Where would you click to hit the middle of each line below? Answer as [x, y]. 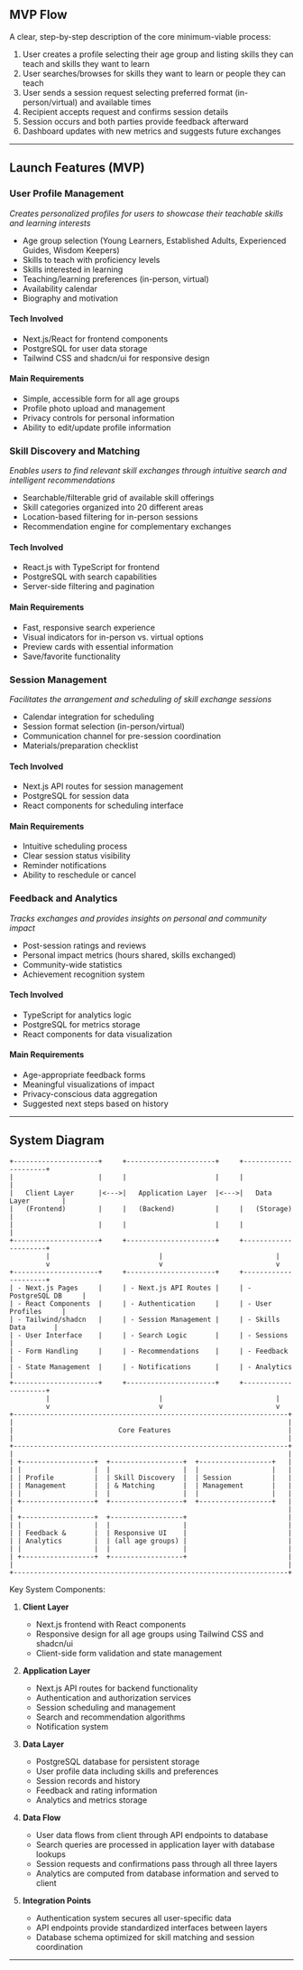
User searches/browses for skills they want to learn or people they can [154, 73]
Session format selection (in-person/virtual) [103, 726]
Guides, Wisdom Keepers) [71, 250]
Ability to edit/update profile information [96, 427]
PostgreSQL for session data [75, 796]
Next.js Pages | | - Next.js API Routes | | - [139, 1288]
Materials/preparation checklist [80, 746]
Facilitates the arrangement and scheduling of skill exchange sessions [141, 699]
